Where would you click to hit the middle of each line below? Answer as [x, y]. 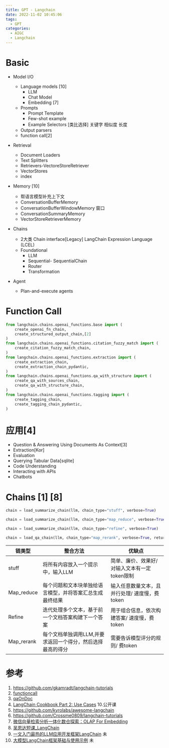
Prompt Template [46, 113]
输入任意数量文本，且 [136, 586]
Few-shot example [47, 118]
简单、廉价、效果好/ [134, 560]
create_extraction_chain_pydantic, [52, 367]
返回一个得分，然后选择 [75, 641]
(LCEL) [27, 245]
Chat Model [40, 97]
